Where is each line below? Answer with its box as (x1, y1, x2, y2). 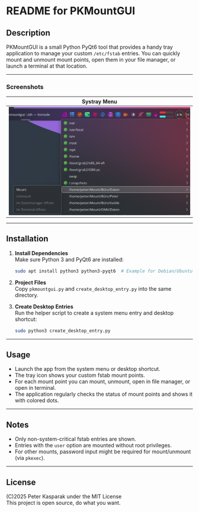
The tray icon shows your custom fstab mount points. (14, 372, 145, 379)
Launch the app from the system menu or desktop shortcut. (14, 365, 161, 373)
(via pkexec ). (14, 454, 46, 462)
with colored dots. (14, 397, 59, 404)
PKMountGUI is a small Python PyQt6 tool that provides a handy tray (6, 43, 173, 50)
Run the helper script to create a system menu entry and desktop (14, 309, 174, 316)
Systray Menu (82, 98, 117, 105)
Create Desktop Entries (14, 303, 73, 310)
